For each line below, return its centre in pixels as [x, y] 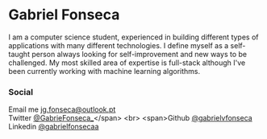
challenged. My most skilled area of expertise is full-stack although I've [127, 63]
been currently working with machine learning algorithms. [104, 71]
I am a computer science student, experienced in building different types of [133, 37]
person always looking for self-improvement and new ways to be [140, 54]
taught [19, 54]
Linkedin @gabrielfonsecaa [54, 127]
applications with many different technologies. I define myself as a [119, 45]
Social [21, 92]
